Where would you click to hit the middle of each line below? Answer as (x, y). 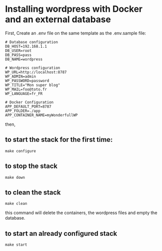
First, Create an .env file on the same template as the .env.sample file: (76, 33)
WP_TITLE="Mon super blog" (33, 85)
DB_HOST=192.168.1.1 (26, 46)
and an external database (58, 19)
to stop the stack (31, 166)
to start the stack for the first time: (59, 140)
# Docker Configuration (29, 102)
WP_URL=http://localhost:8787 (36, 72)
